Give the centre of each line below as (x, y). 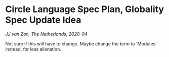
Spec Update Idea (43, 20)
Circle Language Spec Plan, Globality (85, 9)
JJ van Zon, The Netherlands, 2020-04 (46, 34)
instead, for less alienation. (33, 49)
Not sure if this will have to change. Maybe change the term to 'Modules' (81, 43)
